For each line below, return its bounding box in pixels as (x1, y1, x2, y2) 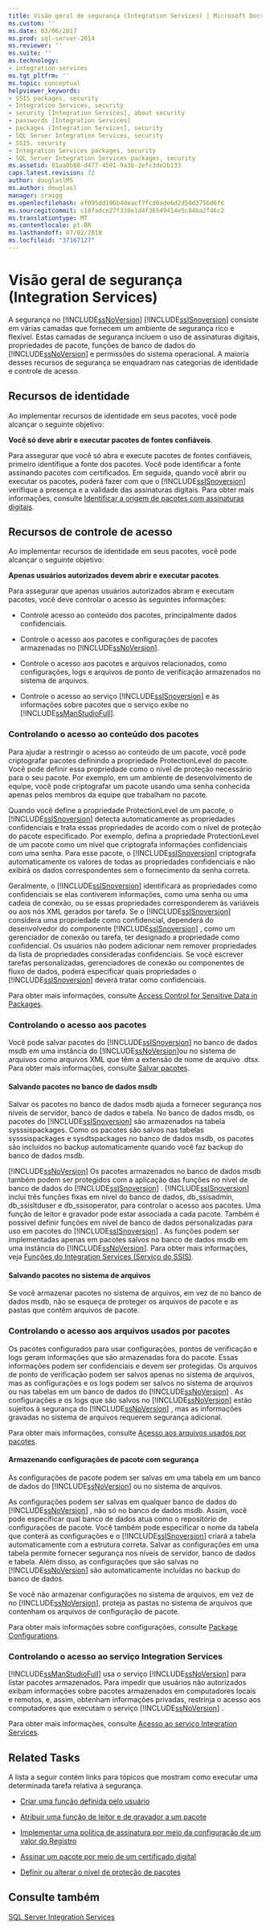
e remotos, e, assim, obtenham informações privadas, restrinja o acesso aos (8, 1695, 261, 1705)
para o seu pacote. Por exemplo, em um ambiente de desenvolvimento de (8, 772, 253, 782)
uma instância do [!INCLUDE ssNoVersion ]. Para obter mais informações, (8, 1243, 248, 1253)
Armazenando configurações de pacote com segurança (8, 1455, 199, 1465)
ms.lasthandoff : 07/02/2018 (8, 229, 103, 238)
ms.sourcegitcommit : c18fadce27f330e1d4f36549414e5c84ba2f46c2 (8, 206, 225, 214)
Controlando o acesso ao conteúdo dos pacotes (8, 729, 199, 740)
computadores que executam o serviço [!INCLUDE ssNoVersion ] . (8, 1704, 224, 1713)
